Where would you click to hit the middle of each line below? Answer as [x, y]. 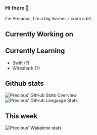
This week [22, 116]
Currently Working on [39, 34]
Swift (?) [21, 63]
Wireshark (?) [26, 68]
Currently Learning [35, 51]
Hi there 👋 [17, 8]
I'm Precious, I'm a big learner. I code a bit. [49, 19]
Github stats [24, 83]
